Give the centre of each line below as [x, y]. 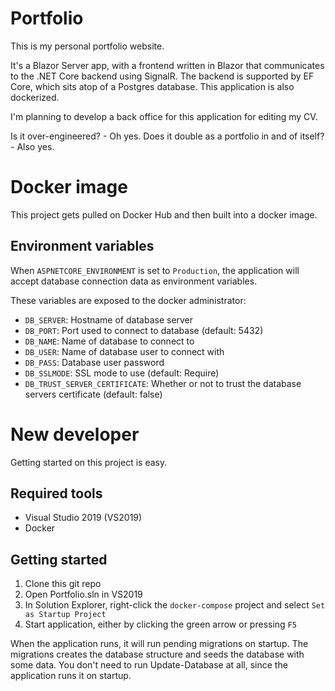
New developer [75, 434]
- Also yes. [32, 146]
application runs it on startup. [71, 676]
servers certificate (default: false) [93, 394]
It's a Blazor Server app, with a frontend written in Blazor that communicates [167, 65]
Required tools [56, 493]
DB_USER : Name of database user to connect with [124, 351]
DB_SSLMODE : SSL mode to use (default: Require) [122, 373]
